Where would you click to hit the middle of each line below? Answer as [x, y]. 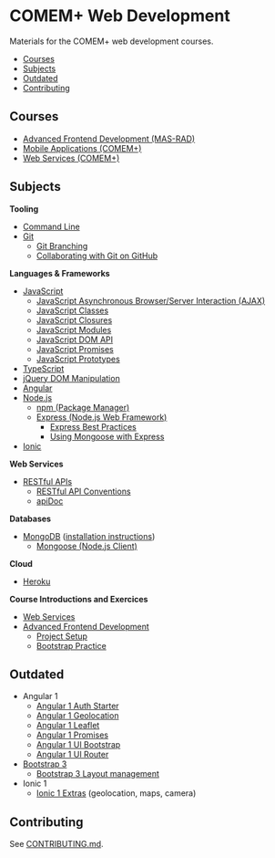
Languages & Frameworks [60, 273]
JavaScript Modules [74, 330]
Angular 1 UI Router [72, 755]
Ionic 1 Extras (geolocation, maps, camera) [116, 793]
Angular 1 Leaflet [68, 726]
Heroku [36, 581]
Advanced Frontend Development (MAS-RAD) [109, 139]
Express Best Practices [93, 426]
